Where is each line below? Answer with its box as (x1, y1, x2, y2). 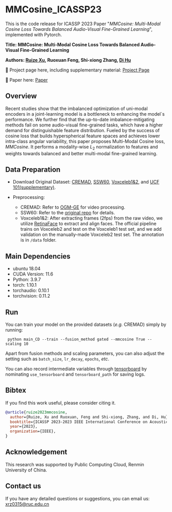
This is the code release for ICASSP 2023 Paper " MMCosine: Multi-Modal (5, 21, 161, 27)
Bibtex (5, 386, 27, 395)
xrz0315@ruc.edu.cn (5, 501, 50, 507)
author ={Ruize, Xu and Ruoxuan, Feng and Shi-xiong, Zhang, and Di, (10, 414, 159, 419)
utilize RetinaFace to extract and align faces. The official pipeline (20, 221, 157, 227)
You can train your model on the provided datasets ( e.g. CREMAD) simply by (5, 321, 166, 327)
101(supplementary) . (12, 184, 56, 191)
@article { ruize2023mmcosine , (5, 410, 68, 415)
